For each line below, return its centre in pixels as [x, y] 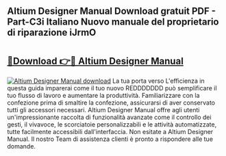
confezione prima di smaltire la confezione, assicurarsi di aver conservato [111, 103]
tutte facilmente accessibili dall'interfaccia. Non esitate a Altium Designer [110, 132]
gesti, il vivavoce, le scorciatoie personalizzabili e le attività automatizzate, [112, 125]
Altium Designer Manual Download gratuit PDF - [112, 11]
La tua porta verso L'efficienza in [159, 81]
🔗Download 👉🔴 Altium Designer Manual [95, 61]
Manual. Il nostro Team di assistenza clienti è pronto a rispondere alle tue [110, 139]
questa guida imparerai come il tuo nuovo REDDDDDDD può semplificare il [112, 88]
